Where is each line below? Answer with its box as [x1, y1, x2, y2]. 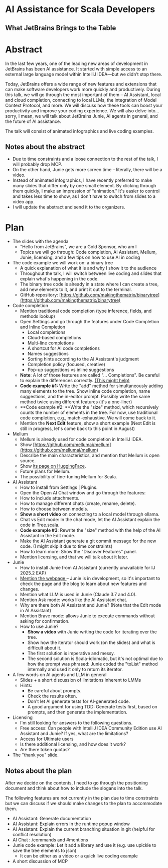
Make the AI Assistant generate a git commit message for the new [20, 538, 156, 544]
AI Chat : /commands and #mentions [12, 837, 89, 843]
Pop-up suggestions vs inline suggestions [27, 367, 114, 373]
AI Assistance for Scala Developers [5, 4, 155, 15]
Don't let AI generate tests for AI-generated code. [27, 698, 130, 704]
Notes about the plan [5, 766, 72, 775]
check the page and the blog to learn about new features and [20, 581, 147, 587]
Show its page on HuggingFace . [20, 463, 86, 469]
